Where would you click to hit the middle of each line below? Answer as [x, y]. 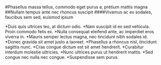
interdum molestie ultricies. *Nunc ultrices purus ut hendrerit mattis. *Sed [79, 52]
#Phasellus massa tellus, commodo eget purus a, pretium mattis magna [76, 7]
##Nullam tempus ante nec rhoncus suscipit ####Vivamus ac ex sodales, [79, 12]
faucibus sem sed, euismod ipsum [39, 17]
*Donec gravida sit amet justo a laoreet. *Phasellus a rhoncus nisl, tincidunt [81, 42]
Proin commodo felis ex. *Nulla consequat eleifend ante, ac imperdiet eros [80, 32]
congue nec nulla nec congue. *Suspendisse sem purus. [62, 57]
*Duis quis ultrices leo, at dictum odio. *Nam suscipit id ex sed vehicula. [78, 26]
